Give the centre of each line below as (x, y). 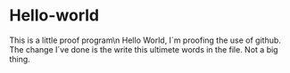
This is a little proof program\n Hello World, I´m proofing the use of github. (145, 40)
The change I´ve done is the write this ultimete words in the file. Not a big (144, 49)
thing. (20, 59)
